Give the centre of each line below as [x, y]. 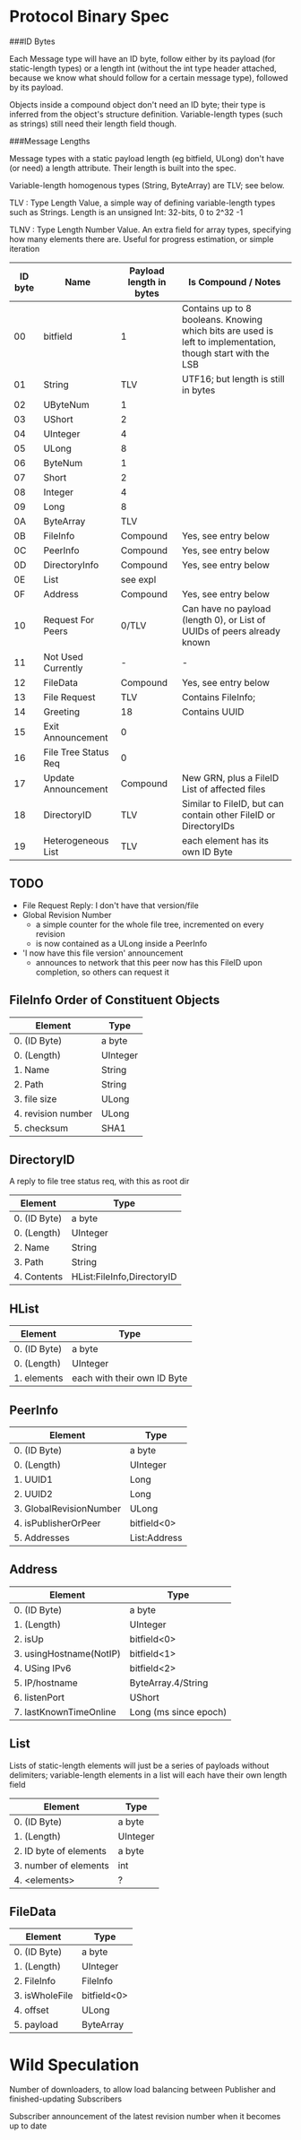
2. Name [32, 1248]
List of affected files [224, 789]
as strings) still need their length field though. [93, 124]
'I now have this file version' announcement [103, 953]
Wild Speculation [74, 2065]
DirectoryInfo [71, 565]
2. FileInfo [35, 1981]
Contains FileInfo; [219, 697]
